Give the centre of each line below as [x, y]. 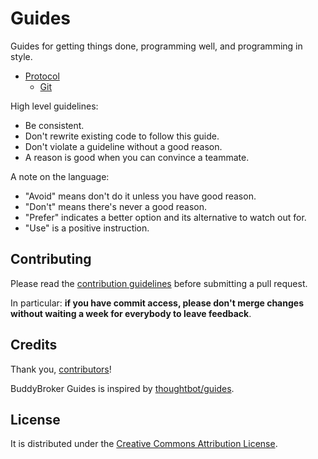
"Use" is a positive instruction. [87, 228]
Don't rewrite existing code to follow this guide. [122, 136]
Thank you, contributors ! [61, 369]
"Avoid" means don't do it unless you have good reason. [140, 196]
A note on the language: [60, 176]
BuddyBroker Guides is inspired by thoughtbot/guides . [122, 388]
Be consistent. [54, 125]
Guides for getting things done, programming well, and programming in [156, 46]
